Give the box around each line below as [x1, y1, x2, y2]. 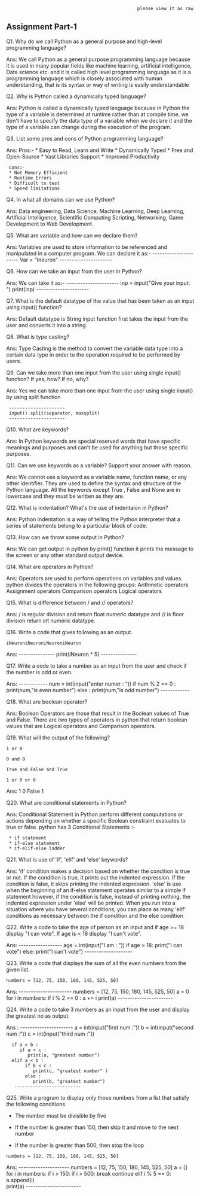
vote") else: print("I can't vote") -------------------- [6, 948, 133, 955]
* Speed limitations [8, 185, 60, 191]
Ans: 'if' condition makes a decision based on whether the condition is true [6, 868, 190, 875]
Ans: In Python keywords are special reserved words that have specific [6, 437, 181, 445]
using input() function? [6, 303, 62, 311]
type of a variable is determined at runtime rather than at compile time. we [6, 111, 189, 118]
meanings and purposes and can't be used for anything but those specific [6, 443, 189, 451]
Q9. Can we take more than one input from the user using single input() [6, 369, 181, 376]
